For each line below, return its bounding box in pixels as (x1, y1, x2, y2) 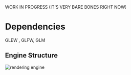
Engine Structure (5, 51, 58, 60)
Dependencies (5, 21, 65, 32)
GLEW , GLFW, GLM (5, 37, 45, 43)
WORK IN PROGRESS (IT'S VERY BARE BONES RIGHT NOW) (5, 4, 127, 10)
